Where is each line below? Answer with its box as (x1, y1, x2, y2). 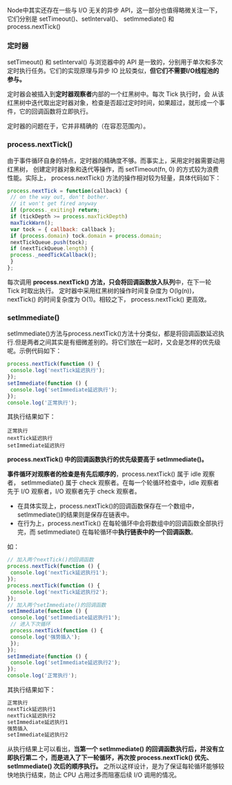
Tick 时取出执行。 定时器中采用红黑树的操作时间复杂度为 (7, 286, 168, 295)
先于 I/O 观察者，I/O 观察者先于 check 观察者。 (7, 487, 141, 496)
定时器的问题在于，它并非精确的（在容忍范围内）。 (7, 122, 150, 130)
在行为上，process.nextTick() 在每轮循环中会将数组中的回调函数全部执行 (17, 519, 224, 528)
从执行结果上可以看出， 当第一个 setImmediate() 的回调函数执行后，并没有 (7, 745, 219, 753)
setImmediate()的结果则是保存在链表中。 (17, 510, 133, 519)
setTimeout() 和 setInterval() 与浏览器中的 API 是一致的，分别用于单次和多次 (7, 58, 223, 66)
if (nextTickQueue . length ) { (10, 245, 95, 252)
